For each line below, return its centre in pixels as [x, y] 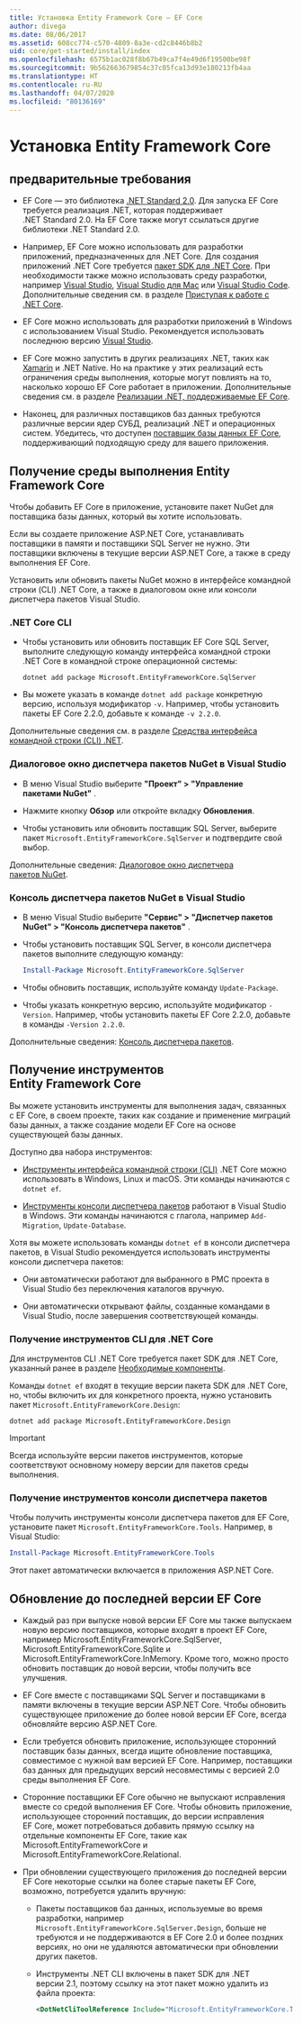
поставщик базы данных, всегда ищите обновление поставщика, [147, 1751]
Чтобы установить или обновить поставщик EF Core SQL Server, [146, 642]
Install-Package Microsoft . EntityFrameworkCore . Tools [112, 1553]
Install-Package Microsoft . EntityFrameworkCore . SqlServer [133, 971]
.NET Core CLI [40, 622]
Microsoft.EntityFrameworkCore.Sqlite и [96, 1649]
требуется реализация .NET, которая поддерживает [122, 210]
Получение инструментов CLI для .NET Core [111, 1338]
